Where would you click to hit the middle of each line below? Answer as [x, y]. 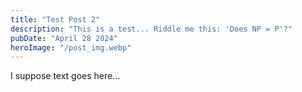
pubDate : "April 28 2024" [64, 38]
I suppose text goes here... [65, 76]
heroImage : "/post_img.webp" [71, 47]
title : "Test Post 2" [55, 19]
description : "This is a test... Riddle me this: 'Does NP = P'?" [151, 29]
